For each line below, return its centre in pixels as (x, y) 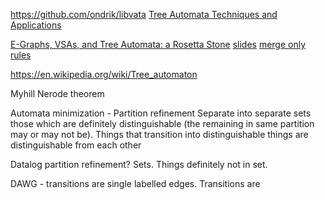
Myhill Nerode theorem (57, 93)
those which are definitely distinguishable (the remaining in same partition (162, 123)
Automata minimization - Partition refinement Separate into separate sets (161, 113)
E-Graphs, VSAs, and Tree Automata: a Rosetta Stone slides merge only (158, 44)
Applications (36, 25)
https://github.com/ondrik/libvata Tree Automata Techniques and (144, 14)
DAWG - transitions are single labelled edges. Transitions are (135, 183)
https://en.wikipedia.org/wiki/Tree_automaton (104, 74)
